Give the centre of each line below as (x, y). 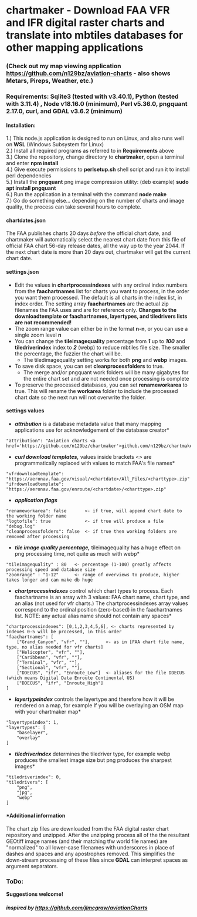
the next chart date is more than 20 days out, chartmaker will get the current (98, 252)
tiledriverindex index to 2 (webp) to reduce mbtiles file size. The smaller (102, 347)
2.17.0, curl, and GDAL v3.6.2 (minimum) (64, 111)
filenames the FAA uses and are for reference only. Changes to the (96, 310)
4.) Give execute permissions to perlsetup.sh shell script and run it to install (98, 169)
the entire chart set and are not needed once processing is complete (106, 378)
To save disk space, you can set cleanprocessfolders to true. (89, 366)
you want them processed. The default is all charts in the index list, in (98, 297)
